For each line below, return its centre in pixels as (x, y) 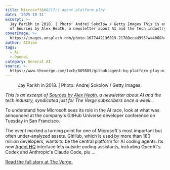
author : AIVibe (21, 43)
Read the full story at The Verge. (39, 162)
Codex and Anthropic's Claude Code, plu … (50, 152)
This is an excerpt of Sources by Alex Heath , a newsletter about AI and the (83, 95)
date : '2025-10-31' (26, 15)
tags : (11, 47)
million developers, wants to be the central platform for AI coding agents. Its (84, 141)
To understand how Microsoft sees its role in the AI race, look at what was (82, 110)
